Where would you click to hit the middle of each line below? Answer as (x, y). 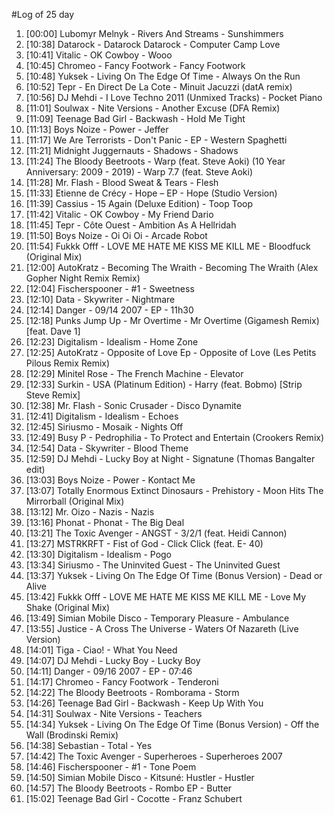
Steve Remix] (53, 395)
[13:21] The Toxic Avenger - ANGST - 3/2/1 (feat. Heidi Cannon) (156, 533)
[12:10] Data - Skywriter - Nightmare (100, 299)
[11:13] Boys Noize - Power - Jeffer (97, 129)
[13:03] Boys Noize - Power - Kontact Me (110, 480)
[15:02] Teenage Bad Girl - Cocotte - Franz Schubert (134, 798)
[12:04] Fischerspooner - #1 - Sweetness (110, 288)
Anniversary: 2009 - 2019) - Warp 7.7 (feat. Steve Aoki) (139, 172)
